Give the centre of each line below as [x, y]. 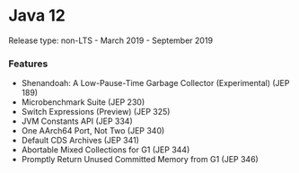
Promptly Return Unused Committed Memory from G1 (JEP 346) [140, 160]
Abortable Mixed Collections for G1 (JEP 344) [106, 150]
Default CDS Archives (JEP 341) [80, 141]
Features [28, 64]
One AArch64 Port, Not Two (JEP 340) [93, 131]
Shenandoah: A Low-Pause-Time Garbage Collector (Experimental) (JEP [155, 83]
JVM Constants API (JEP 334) [77, 121]
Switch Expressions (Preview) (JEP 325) [96, 112]
